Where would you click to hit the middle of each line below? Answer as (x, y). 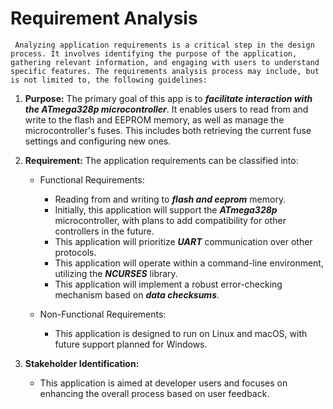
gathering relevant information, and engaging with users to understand (165, 62)
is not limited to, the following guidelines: (109, 80)
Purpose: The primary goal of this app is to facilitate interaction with (168, 98)
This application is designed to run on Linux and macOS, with (181, 333)
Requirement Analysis (104, 18)
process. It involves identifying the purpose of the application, (154, 53)
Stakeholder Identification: (82, 363)
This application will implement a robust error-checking (168, 284)
